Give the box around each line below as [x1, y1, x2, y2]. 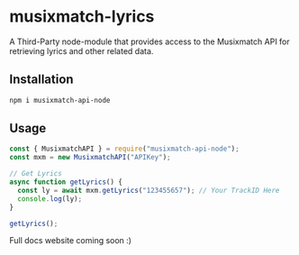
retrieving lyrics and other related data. [9, 45, 154, 56]
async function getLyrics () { [9, 178, 123, 187]
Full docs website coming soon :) [9, 235, 132, 246]
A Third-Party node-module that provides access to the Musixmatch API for [9, 36, 290, 47]
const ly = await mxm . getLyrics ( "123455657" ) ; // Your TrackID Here [17, 186, 280, 195]
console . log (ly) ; [17, 194, 83, 204]
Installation [9, 72, 74, 87]
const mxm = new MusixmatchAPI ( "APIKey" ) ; [9, 153, 171, 162]
